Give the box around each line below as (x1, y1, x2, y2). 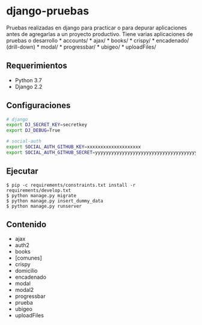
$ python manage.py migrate (6, 192, 77, 199)
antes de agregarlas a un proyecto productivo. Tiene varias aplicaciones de (6, 30, 194, 37)
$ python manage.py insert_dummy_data (6, 198, 103, 204)
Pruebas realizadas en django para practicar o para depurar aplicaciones (6, 24, 188, 31)
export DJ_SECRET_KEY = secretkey (6, 122, 87, 128)
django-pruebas (6, 4, 89, 18)
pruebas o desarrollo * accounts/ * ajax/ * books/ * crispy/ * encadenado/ (6, 37, 189, 44)
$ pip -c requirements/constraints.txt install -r (6, 182, 136, 188)
